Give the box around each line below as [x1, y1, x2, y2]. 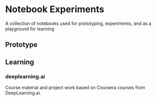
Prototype [5, 41, 38, 49]
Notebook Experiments [5, 4, 105, 15]
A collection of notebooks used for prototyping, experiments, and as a [5, 20, 151, 26]
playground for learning [5, 25, 55, 31]
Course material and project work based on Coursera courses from [5, 85, 145, 91]
